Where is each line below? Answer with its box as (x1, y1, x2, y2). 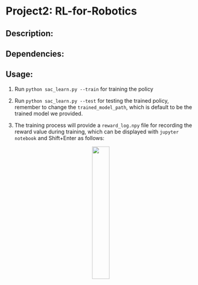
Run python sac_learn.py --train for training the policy (14, 85, 153, 92)
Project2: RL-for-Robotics (5, 4, 137, 18)
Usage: (5, 69, 34, 80)
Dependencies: (5, 48, 65, 59)
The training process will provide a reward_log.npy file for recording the (14, 121, 193, 129)
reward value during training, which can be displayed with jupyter (14, 128, 179, 135)
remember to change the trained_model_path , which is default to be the (14, 103, 193, 110)
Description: (5, 28, 54, 39)
